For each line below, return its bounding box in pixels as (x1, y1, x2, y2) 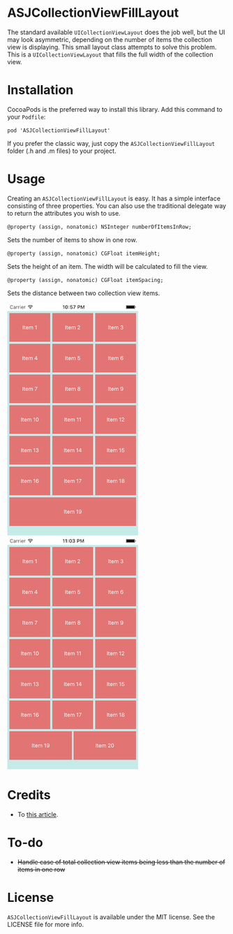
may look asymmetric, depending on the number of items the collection (7, 35, 213, 43)
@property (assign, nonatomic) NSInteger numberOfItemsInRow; (7, 223, 192, 230)
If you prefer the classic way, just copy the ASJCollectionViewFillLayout (7, 139, 215, 147)
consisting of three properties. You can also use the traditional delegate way (7, 201, 227, 210)
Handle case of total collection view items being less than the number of (17, 857, 225, 866)
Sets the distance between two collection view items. (7, 288, 160, 297)
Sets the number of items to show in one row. (7, 235, 137, 244)
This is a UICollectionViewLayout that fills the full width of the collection (7, 50, 213, 59)
